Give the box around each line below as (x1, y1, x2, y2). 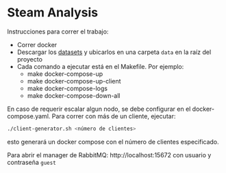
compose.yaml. (7, 111, 51, 120)
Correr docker (16, 40, 58, 49)
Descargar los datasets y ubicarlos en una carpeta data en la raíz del (16, 48, 212, 56)
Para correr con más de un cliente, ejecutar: (51, 111, 176, 120)
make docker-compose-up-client (27, 77, 121, 85)
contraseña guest (7, 158, 56, 166)
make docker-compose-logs (27, 84, 108, 92)
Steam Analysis (7, 5, 98, 21)
